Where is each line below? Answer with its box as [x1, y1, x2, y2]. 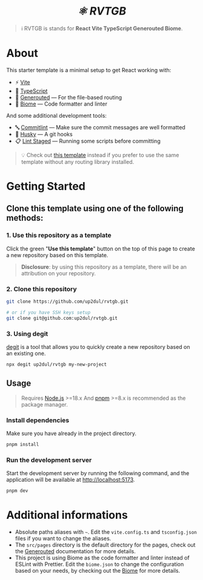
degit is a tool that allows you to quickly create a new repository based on [6, 343, 190, 350]
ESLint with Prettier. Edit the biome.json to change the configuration [15, 560, 184, 568]
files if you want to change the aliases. [15, 534, 111, 542]
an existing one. [6, 349, 46, 357]
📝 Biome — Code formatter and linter [15, 100, 108, 107]
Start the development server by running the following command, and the [6, 470, 190, 477]
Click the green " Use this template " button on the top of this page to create [6, 244, 195, 252]
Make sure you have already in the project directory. [6, 430, 136, 437]
